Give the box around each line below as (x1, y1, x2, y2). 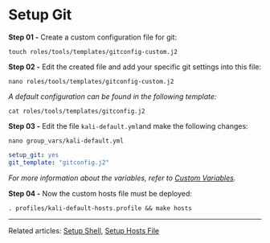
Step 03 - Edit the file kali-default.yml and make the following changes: (8, 121, 248, 130)
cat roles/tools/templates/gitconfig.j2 (8, 107, 146, 115)
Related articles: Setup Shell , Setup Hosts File (8, 225, 159, 235)
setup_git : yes (8, 150, 59, 159)
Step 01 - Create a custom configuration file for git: (8, 32, 178, 42)
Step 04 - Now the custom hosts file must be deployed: (8, 188, 193, 198)
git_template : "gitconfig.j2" (8, 159, 110, 167)
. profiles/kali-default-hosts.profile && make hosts (8, 204, 193, 212)
